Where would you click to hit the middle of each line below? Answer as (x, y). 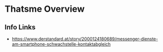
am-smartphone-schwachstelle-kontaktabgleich (61, 44)
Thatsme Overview (45, 9)
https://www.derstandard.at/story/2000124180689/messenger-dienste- (85, 39)
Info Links (20, 27)
